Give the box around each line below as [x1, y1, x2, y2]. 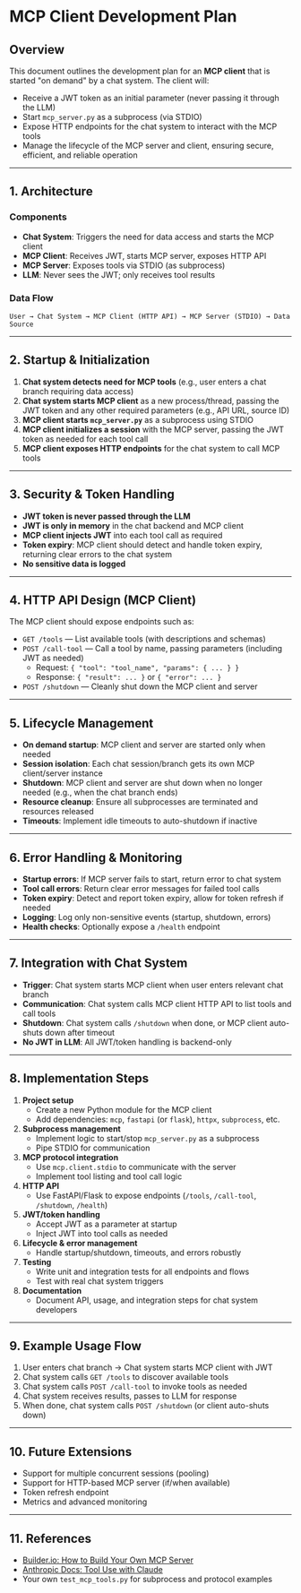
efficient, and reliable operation [21, 150, 138, 160]
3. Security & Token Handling [9, 487, 175, 503]
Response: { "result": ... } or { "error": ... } [35, 672, 222, 683]
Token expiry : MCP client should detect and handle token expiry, [21, 539, 262, 550]
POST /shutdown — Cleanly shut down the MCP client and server [21, 681, 258, 692]
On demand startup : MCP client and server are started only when [21, 739, 266, 750]
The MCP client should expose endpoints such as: [9, 616, 194, 627]
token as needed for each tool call [21, 433, 149, 444]
